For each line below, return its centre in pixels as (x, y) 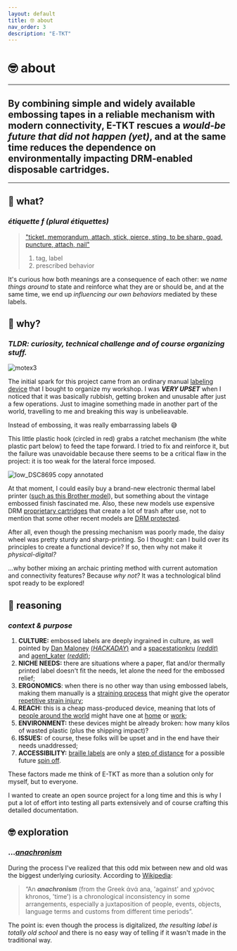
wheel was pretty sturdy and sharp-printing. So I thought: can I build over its (118, 540)
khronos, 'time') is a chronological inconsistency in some (108, 896)
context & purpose (40, 626)
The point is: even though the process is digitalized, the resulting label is (113, 925)
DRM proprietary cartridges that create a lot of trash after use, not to (107, 511)
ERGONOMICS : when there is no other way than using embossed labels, (123, 686)
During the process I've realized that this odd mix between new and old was (118, 868)
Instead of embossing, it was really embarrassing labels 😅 (93, 425)
